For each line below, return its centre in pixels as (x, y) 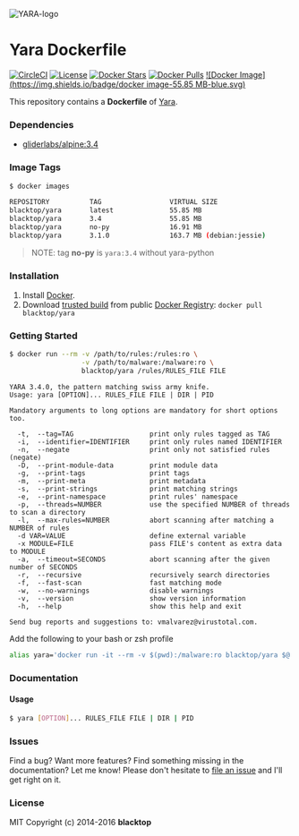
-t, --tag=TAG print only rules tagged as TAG (144, 434)
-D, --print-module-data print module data (118, 465)
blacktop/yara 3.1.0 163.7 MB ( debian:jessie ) (138, 235)
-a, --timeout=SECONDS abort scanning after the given (144, 559)
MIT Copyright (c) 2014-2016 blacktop (81, 823)
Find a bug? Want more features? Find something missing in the (127, 761)
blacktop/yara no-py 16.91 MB (106, 227)
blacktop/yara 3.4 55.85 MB (106, 219)
